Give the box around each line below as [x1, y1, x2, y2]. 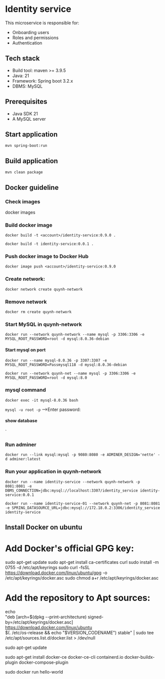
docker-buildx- [124, 654, 155, 660]
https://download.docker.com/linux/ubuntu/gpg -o [5, 570, 108, 576]
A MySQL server [12, 116, 46, 122]
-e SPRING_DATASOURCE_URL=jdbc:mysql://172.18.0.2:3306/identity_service [5, 505, 161, 510]
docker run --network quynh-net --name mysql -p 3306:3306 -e [5, 371, 136, 376]
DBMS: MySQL [12, 83, 43, 89]
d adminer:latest [5, 456, 41, 462]
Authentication [12, 40, 42, 45]
